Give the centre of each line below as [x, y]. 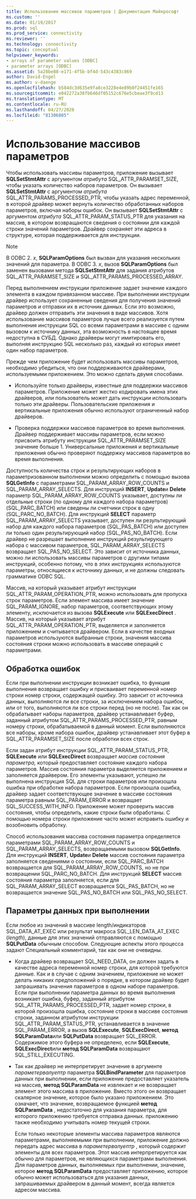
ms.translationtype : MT [35, 99]
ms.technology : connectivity [42, 45]
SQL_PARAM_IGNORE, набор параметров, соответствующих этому [90, 607]
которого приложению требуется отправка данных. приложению [96, 1116]
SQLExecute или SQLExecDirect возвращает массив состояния [85, 756]
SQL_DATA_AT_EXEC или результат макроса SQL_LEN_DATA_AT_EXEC [93, 931]
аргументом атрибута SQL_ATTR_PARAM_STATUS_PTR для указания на [96, 216]
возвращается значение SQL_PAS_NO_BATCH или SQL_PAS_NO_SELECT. [97, 893]
